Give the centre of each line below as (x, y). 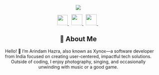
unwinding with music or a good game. (78, 67)
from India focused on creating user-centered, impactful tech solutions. (78, 56)
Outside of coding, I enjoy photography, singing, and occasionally (78, 62)
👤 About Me (78, 39)
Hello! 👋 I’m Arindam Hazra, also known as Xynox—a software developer (79, 51)
